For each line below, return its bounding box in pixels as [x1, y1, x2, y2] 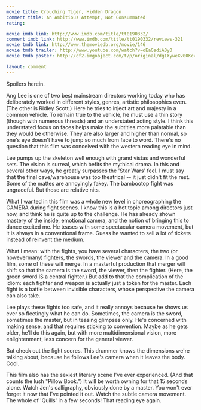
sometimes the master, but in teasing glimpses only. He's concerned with [6, 316, 187, 323]
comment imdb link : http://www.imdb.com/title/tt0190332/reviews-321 [6, 37, 184, 42]
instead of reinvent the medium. [6, 236, 85, 243]
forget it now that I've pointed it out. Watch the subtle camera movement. [6, 390, 187, 397]
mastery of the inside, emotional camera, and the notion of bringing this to [6, 217, 190, 224]
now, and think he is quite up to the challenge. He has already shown [6, 210, 176, 217]
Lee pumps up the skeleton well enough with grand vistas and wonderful [6, 154, 185, 162]
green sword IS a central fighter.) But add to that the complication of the [6, 273, 184, 280]
